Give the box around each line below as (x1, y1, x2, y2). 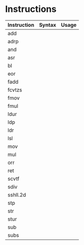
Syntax (39, 21, 56, 28)
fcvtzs (7, 86, 22, 93)
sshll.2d (7, 191, 26, 198)
